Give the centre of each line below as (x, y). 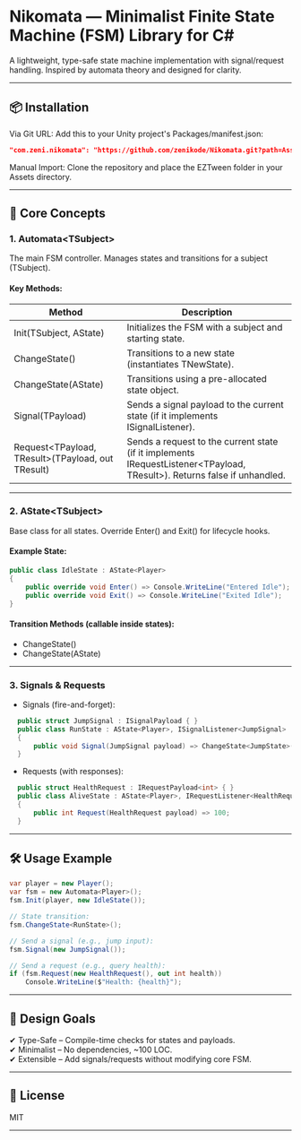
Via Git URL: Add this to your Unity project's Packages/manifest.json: (137, 134)
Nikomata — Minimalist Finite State (142, 17)
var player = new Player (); (62, 884)
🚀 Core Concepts (57, 214)
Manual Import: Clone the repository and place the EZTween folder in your (146, 167)
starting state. (156, 338)
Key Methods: (36, 288)
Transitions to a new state (181, 353)
